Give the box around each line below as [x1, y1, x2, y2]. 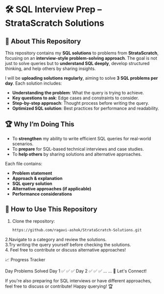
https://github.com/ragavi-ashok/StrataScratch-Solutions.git [12, 227, 142, 232]
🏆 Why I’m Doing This [5, 120, 74, 129]
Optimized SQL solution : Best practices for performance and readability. [12, 106, 159, 111]
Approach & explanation [12, 175, 63, 181]
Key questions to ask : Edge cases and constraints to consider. [12, 95, 139, 101]
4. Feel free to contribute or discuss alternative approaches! [5, 247, 126, 252]
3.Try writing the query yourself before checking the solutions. [5, 242, 131, 248]
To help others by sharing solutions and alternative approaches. [12, 151, 142, 157]
